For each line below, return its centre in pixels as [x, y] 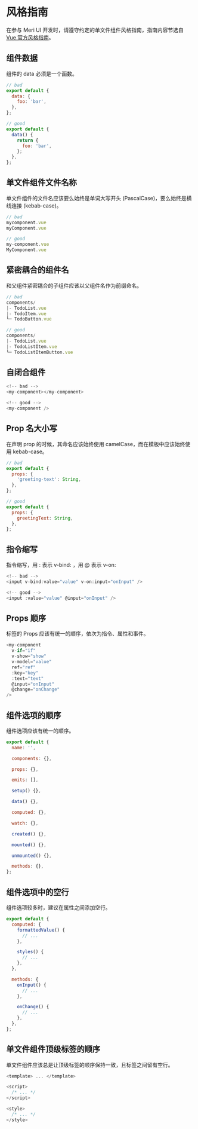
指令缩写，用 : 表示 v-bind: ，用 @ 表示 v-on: [61, 565]
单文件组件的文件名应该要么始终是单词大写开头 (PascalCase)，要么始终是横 [99, 198]
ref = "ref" [24, 667]
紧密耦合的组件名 [38, 270]
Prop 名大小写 [32, 428]
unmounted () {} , [32, 856]
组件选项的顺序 [34, 715]
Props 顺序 [26, 618]
